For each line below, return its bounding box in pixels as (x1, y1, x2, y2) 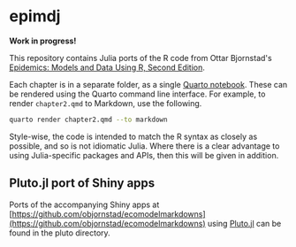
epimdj (9, 6, 61, 27)
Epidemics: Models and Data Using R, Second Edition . (9, 62, 206, 73)
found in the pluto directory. (9, 228, 110, 238)
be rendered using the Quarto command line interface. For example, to (9, 89, 266, 99)
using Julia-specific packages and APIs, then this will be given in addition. (9, 150, 279, 160)
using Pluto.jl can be (207, 218, 282, 228)
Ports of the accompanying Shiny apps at (9, 199, 160, 210)
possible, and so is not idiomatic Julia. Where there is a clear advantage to (9, 140, 280, 151)
